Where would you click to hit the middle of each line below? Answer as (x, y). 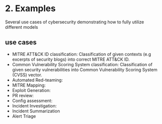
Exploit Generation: (31, 90)
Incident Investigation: (34, 106)
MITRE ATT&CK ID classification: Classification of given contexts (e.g (81, 54)
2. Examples (30, 9)
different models (21, 27)
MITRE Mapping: (29, 85)
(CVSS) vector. (27, 75)
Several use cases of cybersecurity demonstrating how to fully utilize (75, 22)
